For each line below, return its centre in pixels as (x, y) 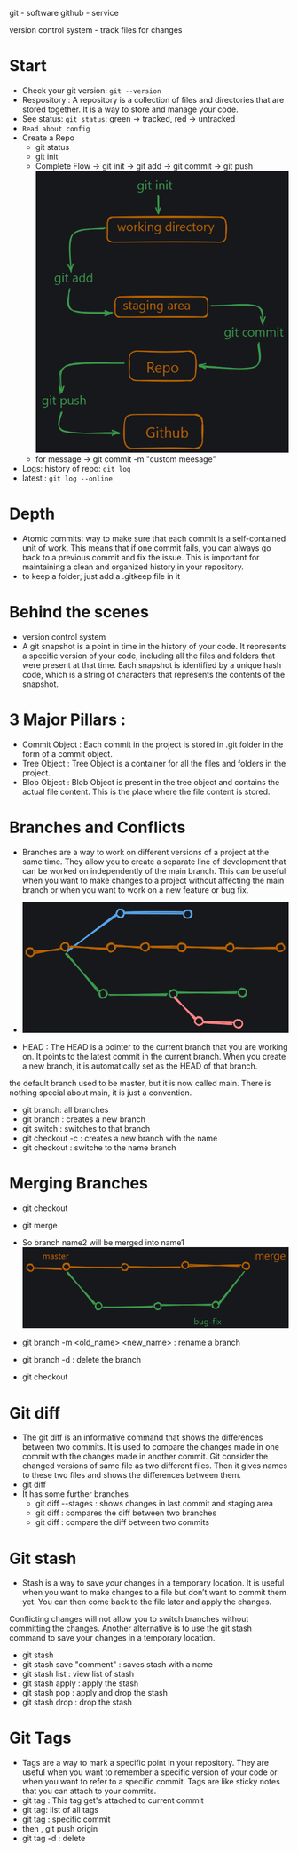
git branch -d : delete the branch (82, 1360)
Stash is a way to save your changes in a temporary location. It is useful (153, 1583)
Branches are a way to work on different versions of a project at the (145, 852)
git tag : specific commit (66, 1819)
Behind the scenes (79, 612)
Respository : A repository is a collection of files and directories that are (153, 99)
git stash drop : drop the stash (77, 1702)
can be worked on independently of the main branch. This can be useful (154, 870)
